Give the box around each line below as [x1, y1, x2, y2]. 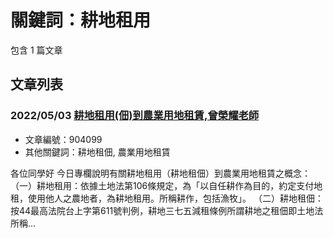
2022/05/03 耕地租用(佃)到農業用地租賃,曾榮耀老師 [10, 109, 260, 123]
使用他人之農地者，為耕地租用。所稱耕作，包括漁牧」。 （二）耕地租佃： [27, 192, 324, 204]
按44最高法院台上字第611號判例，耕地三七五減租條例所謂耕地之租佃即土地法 [10, 204, 324, 216]
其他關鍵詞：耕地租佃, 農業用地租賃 [24, 146, 171, 158]
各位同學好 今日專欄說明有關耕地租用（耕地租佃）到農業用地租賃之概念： [10, 167, 311, 179]
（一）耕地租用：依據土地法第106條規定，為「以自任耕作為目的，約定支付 [10, 179, 315, 191]
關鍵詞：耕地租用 [10, 9, 152, 32]
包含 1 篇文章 [10, 44, 63, 56]
